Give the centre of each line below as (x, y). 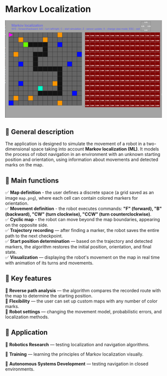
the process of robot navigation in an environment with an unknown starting (83, 154)
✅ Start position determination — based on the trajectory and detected (79, 241)
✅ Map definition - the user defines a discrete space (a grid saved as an (80, 193)
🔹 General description (40, 132)
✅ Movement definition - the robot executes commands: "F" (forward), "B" (83, 209)
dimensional (18, 149)
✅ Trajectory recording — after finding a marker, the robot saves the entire (82, 230)
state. (11, 252)
